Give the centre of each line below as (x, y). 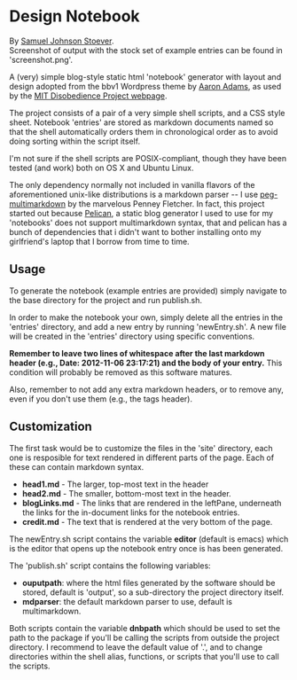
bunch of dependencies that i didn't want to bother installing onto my (135, 231)
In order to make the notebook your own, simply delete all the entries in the (146, 317)
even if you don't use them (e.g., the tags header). (101, 399)
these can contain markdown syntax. (77, 466)
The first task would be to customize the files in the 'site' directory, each (141, 448)
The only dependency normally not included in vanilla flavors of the (132, 184)
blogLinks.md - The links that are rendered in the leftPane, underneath (152, 503)
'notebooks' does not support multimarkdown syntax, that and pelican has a (148, 223)
